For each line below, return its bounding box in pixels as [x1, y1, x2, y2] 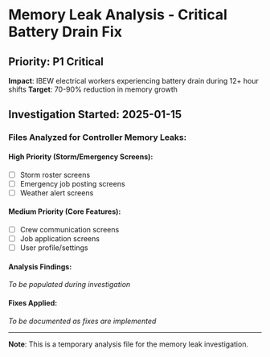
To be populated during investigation [8, 280, 131, 289]
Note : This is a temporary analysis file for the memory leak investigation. [8, 339, 249, 349]
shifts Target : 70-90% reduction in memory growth [8, 84, 178, 94]
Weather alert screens [19, 187, 94, 198]
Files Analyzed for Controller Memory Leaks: [8, 132, 187, 143]
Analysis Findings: [8, 261, 72, 271]
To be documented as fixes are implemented [8, 316, 157, 326]
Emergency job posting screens [19, 178, 126, 188]
